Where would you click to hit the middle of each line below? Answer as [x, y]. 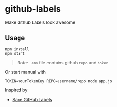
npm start [15, 53]
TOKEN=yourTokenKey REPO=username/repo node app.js [58, 81]
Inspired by [16, 90]
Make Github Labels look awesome [40, 22]
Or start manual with [26, 72]
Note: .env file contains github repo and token [63, 63]
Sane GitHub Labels [32, 99]
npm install [17, 49]
